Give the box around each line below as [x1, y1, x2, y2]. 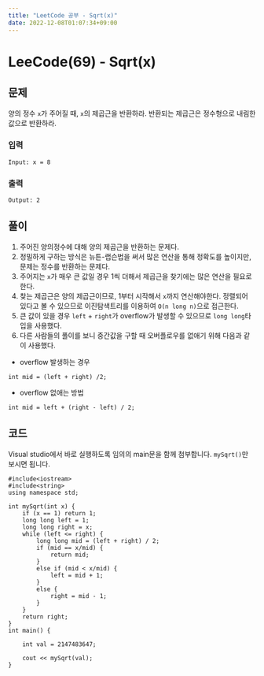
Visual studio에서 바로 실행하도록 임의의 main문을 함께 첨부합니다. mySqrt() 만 [8, 449, 249, 459]
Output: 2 [8, 196, 41, 205]
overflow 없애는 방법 [19, 388, 84, 397]
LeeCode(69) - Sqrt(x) [8, 53, 156, 71]
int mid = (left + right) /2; [8, 373, 108, 381]
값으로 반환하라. [8, 118, 57, 128]
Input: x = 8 [8, 158, 51, 166]
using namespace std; [8, 488, 79, 496]
